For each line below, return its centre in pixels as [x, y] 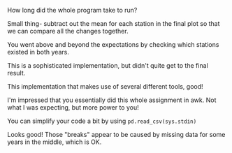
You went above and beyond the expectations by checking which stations [113, 44]
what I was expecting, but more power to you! [73, 107]
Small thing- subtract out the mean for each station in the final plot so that [114, 23]
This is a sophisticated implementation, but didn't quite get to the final [108, 65]
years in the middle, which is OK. [55, 142]
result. [16, 73]
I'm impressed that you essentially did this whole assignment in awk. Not [112, 100]
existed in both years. [38, 52]
